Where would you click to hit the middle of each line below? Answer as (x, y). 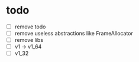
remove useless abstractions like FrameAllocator (74, 33)
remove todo (30, 27)
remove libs (29, 40)
